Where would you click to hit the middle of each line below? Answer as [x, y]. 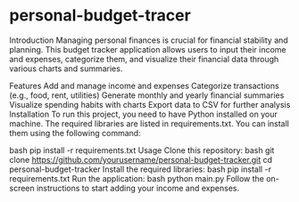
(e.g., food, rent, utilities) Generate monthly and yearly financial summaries [147, 95]
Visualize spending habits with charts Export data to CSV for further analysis [150, 104]
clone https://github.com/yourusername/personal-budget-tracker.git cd [141, 159]
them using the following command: [75, 133]
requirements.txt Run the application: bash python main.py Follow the [137, 178]
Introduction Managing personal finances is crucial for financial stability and [149, 40]
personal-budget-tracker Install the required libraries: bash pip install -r [141, 169]
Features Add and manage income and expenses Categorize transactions [144, 85]
